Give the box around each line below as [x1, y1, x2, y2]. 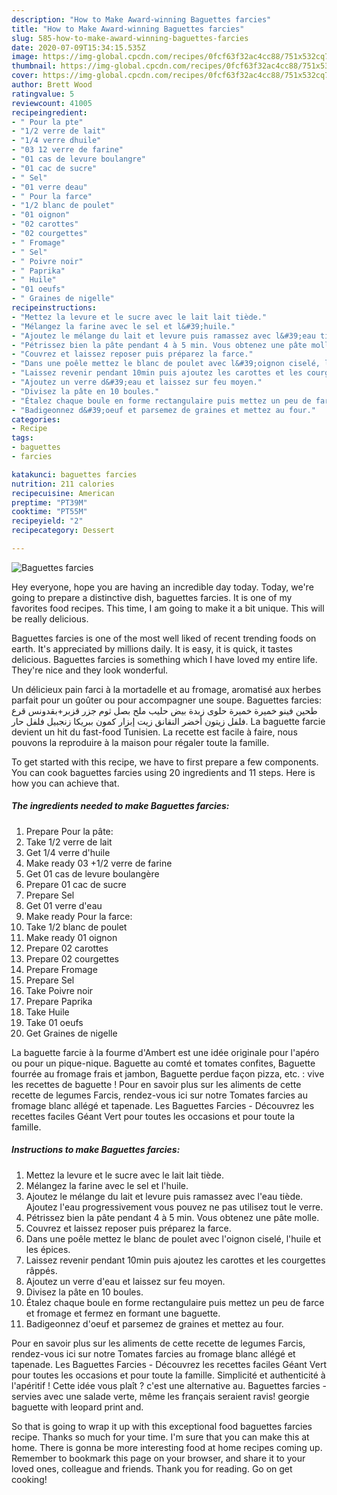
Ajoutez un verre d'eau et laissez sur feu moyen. [25, 1275, 226, 1287]
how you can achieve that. [11, 777, 120, 789]
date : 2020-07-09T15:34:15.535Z [11, 42, 146, 53]
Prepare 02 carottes [25, 942, 109, 954]
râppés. [25, 1264, 58, 1276]
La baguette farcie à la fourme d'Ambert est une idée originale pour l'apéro [11, 1046, 320, 1058]
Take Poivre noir [25, 984, 94, 996]
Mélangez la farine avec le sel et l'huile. [25, 1179, 189, 1191]
